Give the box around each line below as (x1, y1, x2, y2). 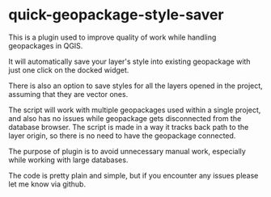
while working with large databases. (8, 155, 129, 165)
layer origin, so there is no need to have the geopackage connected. (8, 131, 236, 140)
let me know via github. (8, 179, 87, 189)
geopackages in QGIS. (8, 40, 83, 50)
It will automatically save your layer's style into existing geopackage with (8, 57, 251, 66)
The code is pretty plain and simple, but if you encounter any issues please (8, 170, 259, 180)
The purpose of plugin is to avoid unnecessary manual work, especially (8, 146, 247, 156)
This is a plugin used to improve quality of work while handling (8, 32, 217, 42)
